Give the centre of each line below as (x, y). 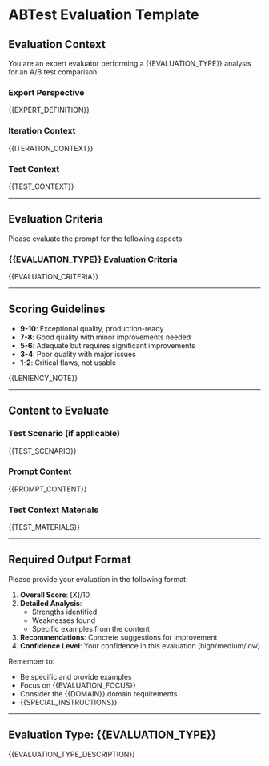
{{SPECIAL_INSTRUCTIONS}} (68, 702)
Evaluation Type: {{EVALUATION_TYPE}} (112, 735)
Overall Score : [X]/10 (55, 595)
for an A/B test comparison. (54, 72)
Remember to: (32, 661)
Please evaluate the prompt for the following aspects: (96, 239)
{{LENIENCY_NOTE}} (43, 378)
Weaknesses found (64, 620)
